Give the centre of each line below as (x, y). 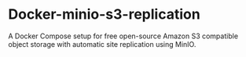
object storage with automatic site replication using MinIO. (102, 44)
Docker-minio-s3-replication (104, 14)
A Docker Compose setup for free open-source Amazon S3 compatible (123, 36)
